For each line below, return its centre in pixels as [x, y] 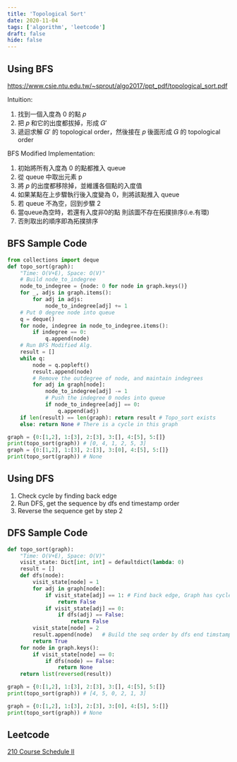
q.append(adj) [78, 411]
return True [50, 641]
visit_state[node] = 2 [66, 628]
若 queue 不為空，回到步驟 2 [59, 203]
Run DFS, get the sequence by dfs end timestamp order [98, 503]
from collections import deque [53, 260]
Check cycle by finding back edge [67, 496]
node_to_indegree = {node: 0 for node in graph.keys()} [104, 286]
